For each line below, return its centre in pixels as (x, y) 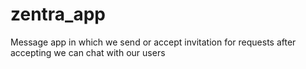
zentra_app (58, 14)
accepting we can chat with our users (88, 52)
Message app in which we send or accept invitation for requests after (153, 42)
